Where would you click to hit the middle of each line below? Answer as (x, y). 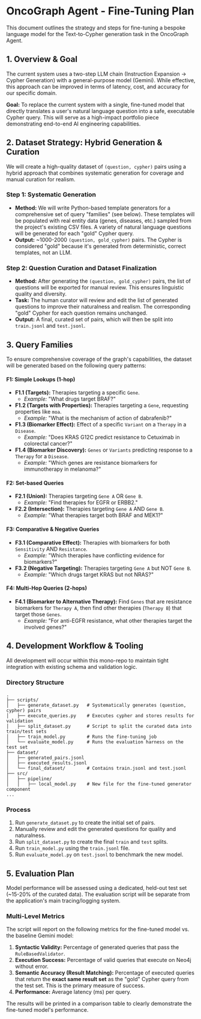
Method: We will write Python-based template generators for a (93, 208)
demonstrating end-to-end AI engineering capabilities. (73, 124)
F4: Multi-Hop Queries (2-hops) (46, 588)
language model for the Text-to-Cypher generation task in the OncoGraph (97, 34)
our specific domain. (31, 93)
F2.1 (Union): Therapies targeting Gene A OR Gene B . (79, 496)
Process (19, 809)
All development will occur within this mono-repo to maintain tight (88, 660)
